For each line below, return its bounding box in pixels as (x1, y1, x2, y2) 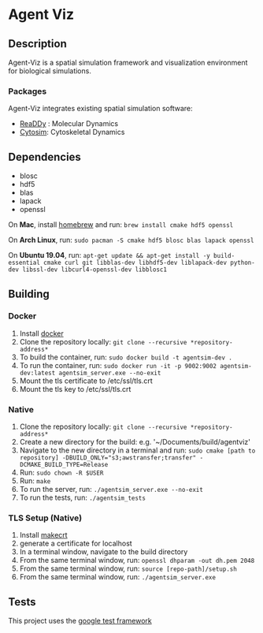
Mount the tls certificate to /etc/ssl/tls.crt (19, 376, 154, 385)
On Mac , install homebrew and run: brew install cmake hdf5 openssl (8, 220, 234, 229)
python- (230, 259, 256, 267)
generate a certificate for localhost (19, 538, 132, 549)
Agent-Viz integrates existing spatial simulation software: (8, 104, 193, 114)
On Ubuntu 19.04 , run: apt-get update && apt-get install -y (8, 251, 210, 260)
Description (8, 37, 67, 50)
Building (8, 287, 50, 300)
